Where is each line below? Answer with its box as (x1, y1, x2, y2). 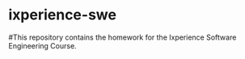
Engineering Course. (8, 40, 77, 50)
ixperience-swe (8, 6, 117, 24)
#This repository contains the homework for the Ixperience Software (8, 32, 237, 42)
